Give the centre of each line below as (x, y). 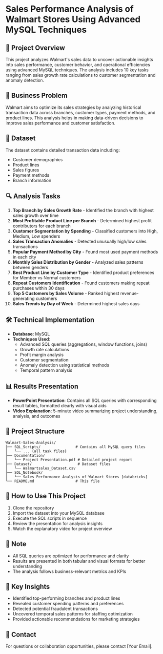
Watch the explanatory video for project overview (62, 528)
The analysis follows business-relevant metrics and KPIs (69, 571)
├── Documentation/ (25, 455)
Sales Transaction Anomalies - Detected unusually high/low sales (80, 242)
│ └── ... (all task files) (36, 451)
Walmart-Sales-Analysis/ (31, 443)
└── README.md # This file (52, 481)
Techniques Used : (31, 339)
